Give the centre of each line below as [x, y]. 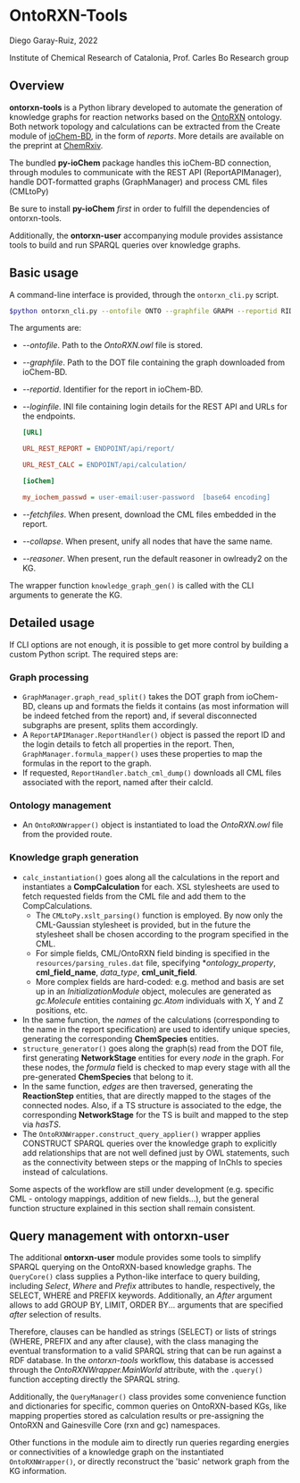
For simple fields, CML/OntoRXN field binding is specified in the [153, 953]
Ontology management [60, 805]
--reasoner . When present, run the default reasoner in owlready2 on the [155, 558]
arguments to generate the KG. [66, 595]
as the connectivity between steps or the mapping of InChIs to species [152, 1162]
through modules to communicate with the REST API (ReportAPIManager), [146, 172]
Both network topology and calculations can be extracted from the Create [145, 126]
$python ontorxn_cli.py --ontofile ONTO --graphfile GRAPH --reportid [143, 311]
